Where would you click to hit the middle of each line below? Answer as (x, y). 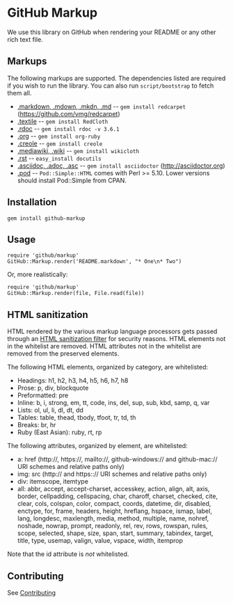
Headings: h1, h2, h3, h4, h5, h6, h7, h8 (73, 381)
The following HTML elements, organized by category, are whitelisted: (108, 367)
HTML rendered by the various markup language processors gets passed (112, 331)
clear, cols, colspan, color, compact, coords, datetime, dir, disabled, (114, 504)
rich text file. (25, 39)
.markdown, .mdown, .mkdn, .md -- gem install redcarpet (102, 106)
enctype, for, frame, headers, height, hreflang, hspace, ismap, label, (114, 511)
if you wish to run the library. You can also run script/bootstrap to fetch (111, 86)
